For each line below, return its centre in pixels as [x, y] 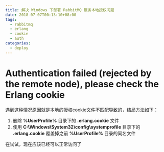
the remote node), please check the [82, 84]
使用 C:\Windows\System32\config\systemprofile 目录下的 [76, 127]
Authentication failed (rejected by [78, 73]
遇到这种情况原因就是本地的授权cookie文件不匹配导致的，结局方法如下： [82, 110]
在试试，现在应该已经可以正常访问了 [43, 144]
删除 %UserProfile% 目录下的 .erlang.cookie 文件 [66, 120]
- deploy [19, 48]
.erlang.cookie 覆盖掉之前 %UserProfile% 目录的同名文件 [74, 133]
